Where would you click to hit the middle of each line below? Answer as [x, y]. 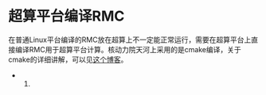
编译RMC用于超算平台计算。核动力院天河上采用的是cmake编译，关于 [128, 49]
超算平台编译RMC [66, 16]
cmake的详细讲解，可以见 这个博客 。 [68, 59]
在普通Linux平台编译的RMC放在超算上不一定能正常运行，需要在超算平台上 [130, 40]
